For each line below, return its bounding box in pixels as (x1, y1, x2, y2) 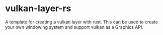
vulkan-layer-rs (5, 3, 71, 14)
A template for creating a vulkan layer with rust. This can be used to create (5, 19, 158, 25)
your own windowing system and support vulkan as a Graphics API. (5, 24, 143, 30)
